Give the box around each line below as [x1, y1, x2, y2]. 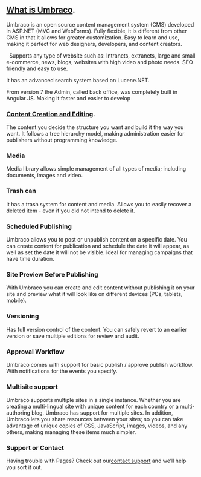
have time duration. [6, 255, 54, 262]
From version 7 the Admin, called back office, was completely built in [6, 88, 178, 96]
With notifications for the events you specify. [6, 367, 118, 375]
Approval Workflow [6, 347, 65, 356]
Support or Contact [6, 444, 65, 452]
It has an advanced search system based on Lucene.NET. [6, 76, 150, 84]
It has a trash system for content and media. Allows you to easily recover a [6, 200, 192, 208]
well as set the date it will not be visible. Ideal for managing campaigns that [6, 249, 193, 256]
